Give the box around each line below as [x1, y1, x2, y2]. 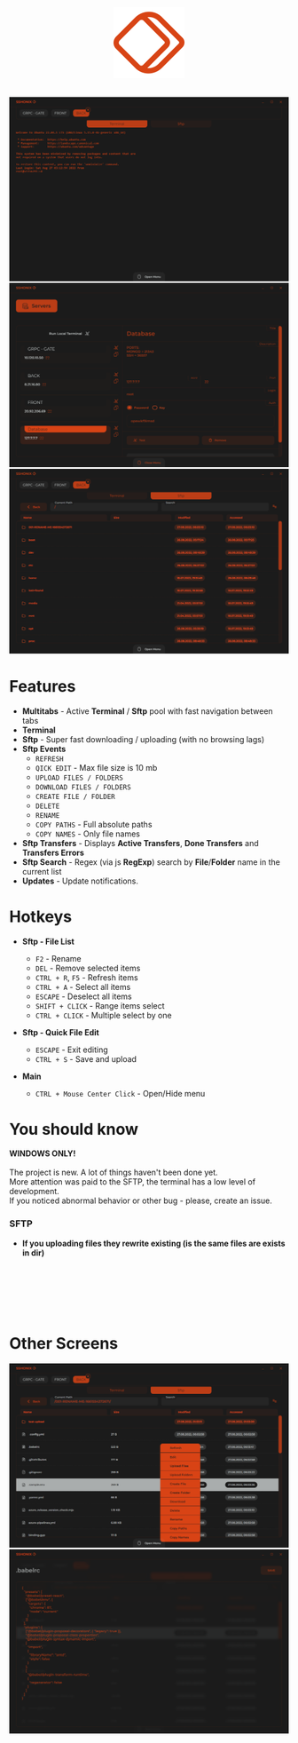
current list [21, 866, 62, 876]
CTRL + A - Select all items [35, 981, 131, 992]
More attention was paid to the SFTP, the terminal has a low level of [9, 1177, 255, 1187]
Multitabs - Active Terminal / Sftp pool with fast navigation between [21, 705, 273, 717]
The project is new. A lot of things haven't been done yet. [9, 1167, 219, 1178]
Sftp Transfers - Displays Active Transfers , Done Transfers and [21, 837, 259, 848]
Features [9, 676, 76, 696]
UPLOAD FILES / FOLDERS [35, 773, 124, 782]
